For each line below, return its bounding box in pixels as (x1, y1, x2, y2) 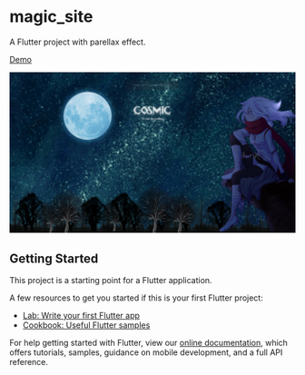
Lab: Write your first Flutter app (22, 311, 141, 321)
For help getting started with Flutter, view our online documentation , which (9, 338, 289, 349)
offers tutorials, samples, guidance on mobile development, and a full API (9, 347, 283, 358)
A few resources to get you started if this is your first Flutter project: (9, 292, 263, 303)
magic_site (9, 6, 93, 27)
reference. (9, 357, 48, 368)
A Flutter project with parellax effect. (9, 36, 146, 47)
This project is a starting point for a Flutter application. (9, 275, 212, 286)
